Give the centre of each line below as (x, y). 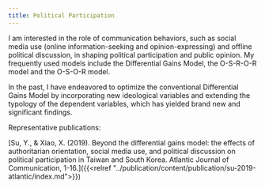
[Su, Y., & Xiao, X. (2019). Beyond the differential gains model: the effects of (132, 142)
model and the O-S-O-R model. (59, 71)
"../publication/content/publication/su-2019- (185, 167)
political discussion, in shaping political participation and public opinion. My (131, 55)
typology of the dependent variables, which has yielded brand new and (125, 103)
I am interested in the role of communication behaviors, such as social (122, 38)
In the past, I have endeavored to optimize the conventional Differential (123, 87)
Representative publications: (55, 127)
